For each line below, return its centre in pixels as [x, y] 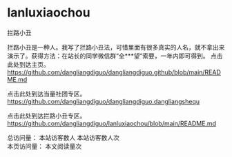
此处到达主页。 [28, 64]
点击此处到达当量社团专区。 [47, 94]
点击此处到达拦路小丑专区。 [47, 116]
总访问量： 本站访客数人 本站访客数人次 [63, 137]
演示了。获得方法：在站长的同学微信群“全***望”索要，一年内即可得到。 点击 [115, 56]
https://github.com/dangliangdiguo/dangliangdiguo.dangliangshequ [104, 101]
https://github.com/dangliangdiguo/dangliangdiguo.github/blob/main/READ [114, 72]
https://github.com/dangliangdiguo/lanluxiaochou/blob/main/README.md [112, 123]
